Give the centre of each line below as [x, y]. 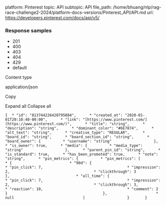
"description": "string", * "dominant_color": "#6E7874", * [80, 129]
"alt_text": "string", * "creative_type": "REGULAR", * [75, 133]
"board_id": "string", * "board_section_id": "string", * [77, 137]
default [20, 68]
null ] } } [76, 198]
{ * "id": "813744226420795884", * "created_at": [64, 115]
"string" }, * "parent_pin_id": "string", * [83, 150]
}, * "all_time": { [57, 176]
